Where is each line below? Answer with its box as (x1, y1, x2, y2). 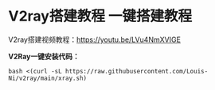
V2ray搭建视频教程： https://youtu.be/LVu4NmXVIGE (8, 35, 182, 44)
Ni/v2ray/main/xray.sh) (8, 74, 88, 82)
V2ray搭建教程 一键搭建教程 (8, 7, 193, 25)
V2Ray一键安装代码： (8, 51, 80, 61)
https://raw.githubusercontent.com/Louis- (64, 67, 209, 75)
